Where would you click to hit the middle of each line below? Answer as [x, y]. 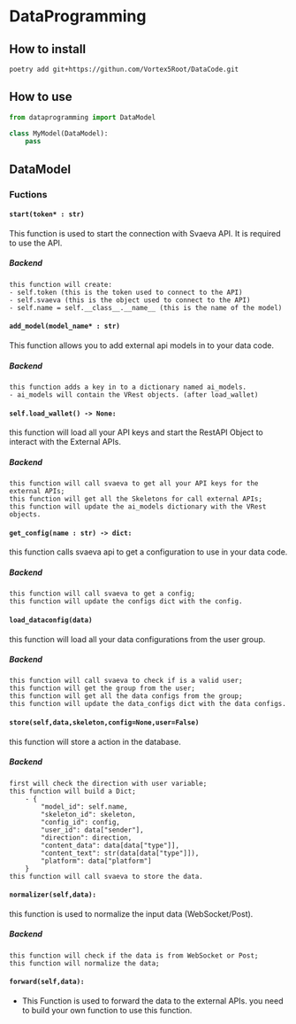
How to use [41, 97]
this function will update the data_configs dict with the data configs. [148, 704]
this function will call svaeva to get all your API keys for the [134, 484]
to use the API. [36, 243]
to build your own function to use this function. [107, 1011]
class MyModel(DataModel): [59, 133]
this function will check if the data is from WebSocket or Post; [134, 955]
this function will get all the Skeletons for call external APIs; [136, 499]
